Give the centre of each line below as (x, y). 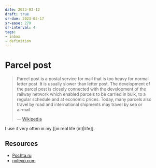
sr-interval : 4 (20, 28)
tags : (10, 32)
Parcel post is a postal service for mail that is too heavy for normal (83, 79)
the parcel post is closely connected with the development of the (81, 89)
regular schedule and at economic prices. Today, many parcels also (84, 99)
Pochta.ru (22, 155)
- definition (18, 41)
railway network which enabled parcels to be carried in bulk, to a (81, 94)
